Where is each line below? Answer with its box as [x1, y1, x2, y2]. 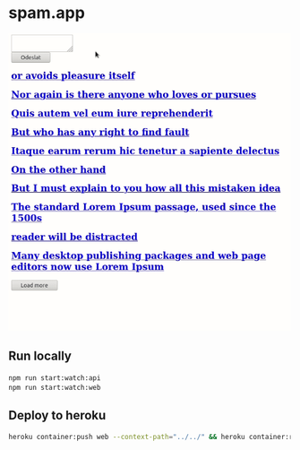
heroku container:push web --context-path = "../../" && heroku [8, 433, 245, 442]
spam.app [8, 3, 86, 23]
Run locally [8, 349, 73, 364]
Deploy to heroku [8, 407, 107, 423]
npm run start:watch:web [8, 383, 101, 392]
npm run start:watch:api [8, 373, 101, 383]
